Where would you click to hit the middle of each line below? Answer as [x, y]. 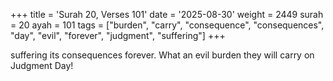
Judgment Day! [42, 65]
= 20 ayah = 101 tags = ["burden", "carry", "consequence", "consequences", [167, 25]
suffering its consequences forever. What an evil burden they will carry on [162, 55]
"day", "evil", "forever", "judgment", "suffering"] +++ [118, 35]
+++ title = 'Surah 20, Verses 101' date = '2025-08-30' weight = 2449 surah [167, 14]
